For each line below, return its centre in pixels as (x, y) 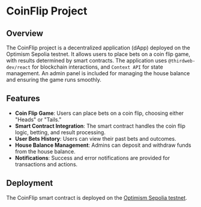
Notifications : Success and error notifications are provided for (92, 158)
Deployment (30, 183)
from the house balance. (45, 151)
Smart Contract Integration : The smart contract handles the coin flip (100, 126)
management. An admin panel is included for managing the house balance (98, 73)
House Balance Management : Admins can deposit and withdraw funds (103, 145)
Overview (25, 33)
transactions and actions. (46, 164)
